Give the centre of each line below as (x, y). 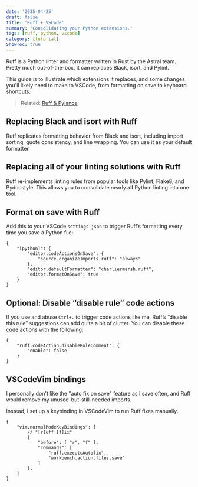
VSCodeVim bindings (46, 379)
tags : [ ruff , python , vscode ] (43, 34)
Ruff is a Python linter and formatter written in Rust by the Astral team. (91, 61)
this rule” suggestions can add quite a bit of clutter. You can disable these (95, 323)
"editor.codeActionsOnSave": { (66, 254)
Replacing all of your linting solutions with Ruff (93, 167)
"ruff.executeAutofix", (77, 453)
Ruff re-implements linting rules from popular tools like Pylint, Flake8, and (95, 181)
